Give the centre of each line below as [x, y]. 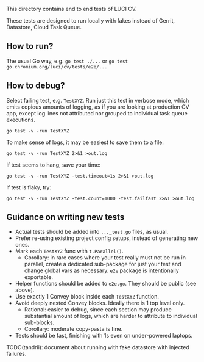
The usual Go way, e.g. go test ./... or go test [67, 61]
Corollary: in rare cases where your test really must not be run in [105, 258]
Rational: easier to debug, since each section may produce [98, 310]
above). [25, 290]
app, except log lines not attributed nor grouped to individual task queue [97, 113]
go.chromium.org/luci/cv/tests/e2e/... [57, 67]
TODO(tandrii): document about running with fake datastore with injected [98, 347]
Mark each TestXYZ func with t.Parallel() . [69, 251]
